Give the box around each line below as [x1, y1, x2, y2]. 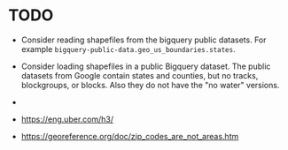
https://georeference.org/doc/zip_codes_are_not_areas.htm [20, 131, 239, 141]
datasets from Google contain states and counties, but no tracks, [20, 70, 259, 80]
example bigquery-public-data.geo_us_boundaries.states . [20, 43, 236, 54]
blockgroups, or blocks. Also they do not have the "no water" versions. [20, 79, 280, 90]
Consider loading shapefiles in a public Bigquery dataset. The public [20, 61, 271, 71]
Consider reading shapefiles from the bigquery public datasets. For [20, 34, 267, 45]
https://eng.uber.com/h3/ [20, 114, 114, 124]
